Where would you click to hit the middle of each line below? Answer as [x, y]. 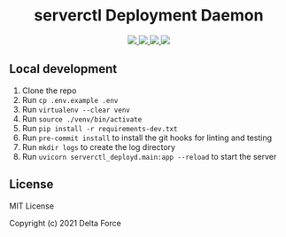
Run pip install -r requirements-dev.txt [100, 128]
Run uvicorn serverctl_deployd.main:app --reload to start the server [149, 156]
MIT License [32, 206]
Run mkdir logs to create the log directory [98, 146]
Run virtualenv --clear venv [76, 109]
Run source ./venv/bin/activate [82, 118]
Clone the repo [49, 91]
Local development [63, 69]
